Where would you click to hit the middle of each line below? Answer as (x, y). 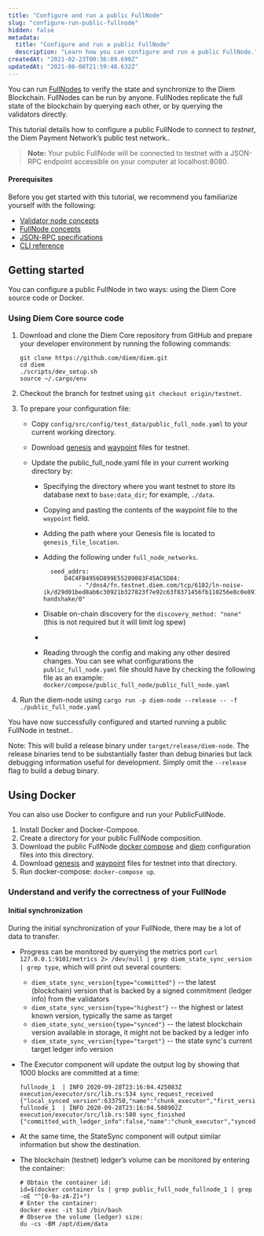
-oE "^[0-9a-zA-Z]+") (55, 1197)
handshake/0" (64, 599)
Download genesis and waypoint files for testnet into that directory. (128, 863)
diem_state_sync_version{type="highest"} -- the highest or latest (137, 1007)
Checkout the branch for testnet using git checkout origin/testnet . (130, 394)
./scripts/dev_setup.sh (59, 372)
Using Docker (42, 796)
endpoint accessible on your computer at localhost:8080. (136, 161)
